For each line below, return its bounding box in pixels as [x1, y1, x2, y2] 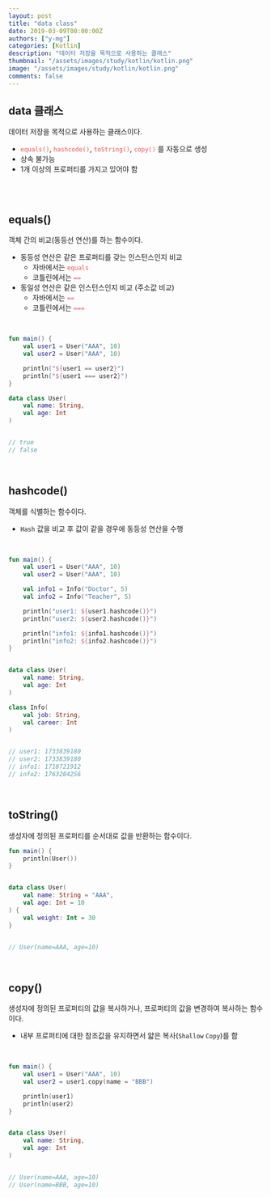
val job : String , [23, 711, 82, 719]
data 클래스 [8, 104, 64, 118]
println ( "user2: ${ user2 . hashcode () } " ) [23, 614, 158, 623]
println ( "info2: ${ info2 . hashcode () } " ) [23, 637, 158, 645]
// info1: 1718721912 [8, 762, 82, 771]
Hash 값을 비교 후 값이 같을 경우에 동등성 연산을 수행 [19, 524, 184, 533]
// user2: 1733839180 [8, 755, 82, 763]
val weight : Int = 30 [23, 914, 95, 922]
